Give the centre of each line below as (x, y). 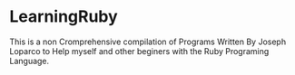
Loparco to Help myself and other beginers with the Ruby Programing (139, 51)
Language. (29, 61)
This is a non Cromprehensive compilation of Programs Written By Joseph (148, 42)
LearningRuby (64, 17)
